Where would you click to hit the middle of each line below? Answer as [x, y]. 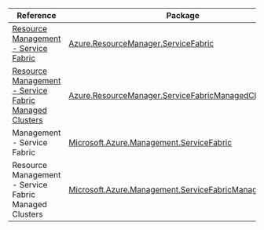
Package [183, 15]
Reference [37, 15]
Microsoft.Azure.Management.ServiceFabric [150, 142]
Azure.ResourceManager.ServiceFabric [141, 44]
